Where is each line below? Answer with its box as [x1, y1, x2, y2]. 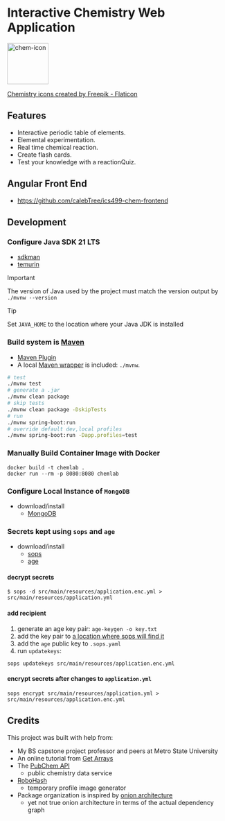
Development [7, 216, 67, 228]
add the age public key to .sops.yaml [17, 639, 121, 648]
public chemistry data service [27, 768, 113, 777]
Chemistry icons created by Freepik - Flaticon [7, 89, 138, 98]
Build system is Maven [7, 338, 84, 347]
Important [7, 274, 35, 282]
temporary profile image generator [27, 784, 127, 792]
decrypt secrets [7, 573, 55, 581]
